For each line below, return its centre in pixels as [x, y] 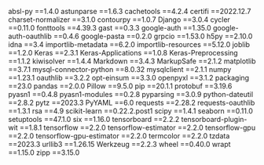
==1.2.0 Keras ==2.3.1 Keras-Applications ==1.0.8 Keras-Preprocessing [123, 53]
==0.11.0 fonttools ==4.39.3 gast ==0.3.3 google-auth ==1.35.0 [110, 28]
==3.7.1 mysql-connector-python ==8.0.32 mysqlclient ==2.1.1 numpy [120, 69]
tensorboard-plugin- [214, 119]
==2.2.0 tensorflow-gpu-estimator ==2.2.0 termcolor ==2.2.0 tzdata [119, 136]
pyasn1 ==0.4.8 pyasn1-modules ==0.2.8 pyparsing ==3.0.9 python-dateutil [131, 94]
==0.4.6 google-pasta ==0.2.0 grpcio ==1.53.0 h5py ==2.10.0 [153, 36]
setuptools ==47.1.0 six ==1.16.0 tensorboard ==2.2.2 [94, 119]
